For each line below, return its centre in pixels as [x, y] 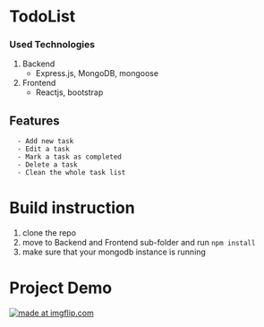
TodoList [43, 17]
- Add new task [46, 142]
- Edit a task [43, 150]
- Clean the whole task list [72, 173]
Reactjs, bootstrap [69, 92]
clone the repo [49, 233]
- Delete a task [47, 165]
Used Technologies [52, 45]
